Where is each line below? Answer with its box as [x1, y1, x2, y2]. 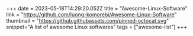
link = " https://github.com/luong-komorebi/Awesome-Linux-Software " [6, 11, 178, 18]
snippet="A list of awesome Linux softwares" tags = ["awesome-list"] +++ [6, 23, 188, 30]
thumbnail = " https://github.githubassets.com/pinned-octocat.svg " [6, 17, 169, 24]
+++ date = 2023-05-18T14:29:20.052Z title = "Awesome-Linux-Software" [6, 5, 188, 12]
